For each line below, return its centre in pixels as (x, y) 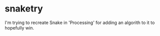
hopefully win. (19, 27)
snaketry (24, 9)
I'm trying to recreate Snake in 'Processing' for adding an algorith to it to (80, 22)
